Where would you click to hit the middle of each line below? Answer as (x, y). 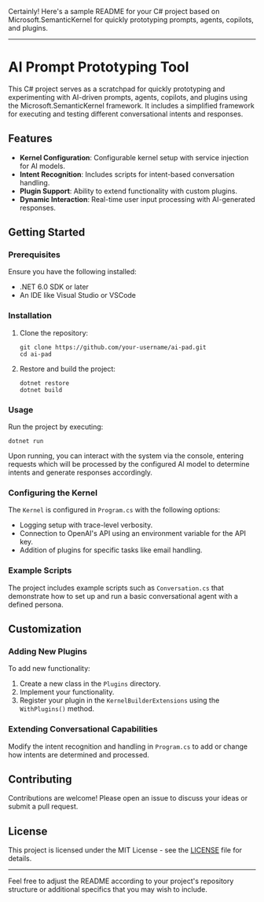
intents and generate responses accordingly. (81, 473)
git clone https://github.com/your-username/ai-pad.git (113, 347)
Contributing (40, 779)
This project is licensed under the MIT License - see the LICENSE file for (125, 850)
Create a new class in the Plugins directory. (90, 684)
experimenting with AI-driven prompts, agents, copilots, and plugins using (128, 97)
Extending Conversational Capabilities (83, 729)
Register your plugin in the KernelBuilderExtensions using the (119, 700)
